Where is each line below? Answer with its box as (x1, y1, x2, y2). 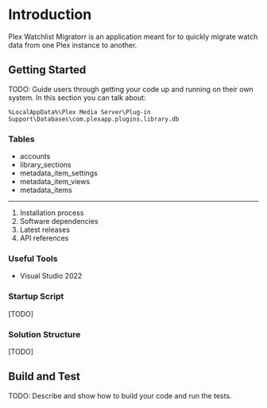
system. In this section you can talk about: (8, 93, 146, 102)
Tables (8, 133, 35, 144)
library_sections (19, 160, 72, 170)
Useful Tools (8, 252, 58, 264)
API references (19, 233, 69, 243)
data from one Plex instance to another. (8, 40, 137, 49)
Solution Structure (8, 329, 81, 340)
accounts (19, 152, 51, 161)
